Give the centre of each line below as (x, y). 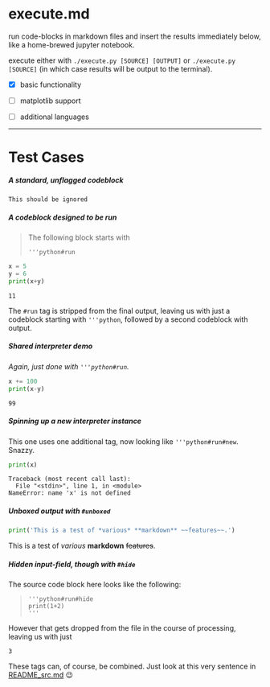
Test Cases (46, 157)
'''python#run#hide (61, 599)
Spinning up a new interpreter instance (75, 421)
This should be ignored (48, 200)
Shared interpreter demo (51, 346)
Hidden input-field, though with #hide (72, 564)
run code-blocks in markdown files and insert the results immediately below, (135, 36)
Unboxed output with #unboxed (59, 511)
